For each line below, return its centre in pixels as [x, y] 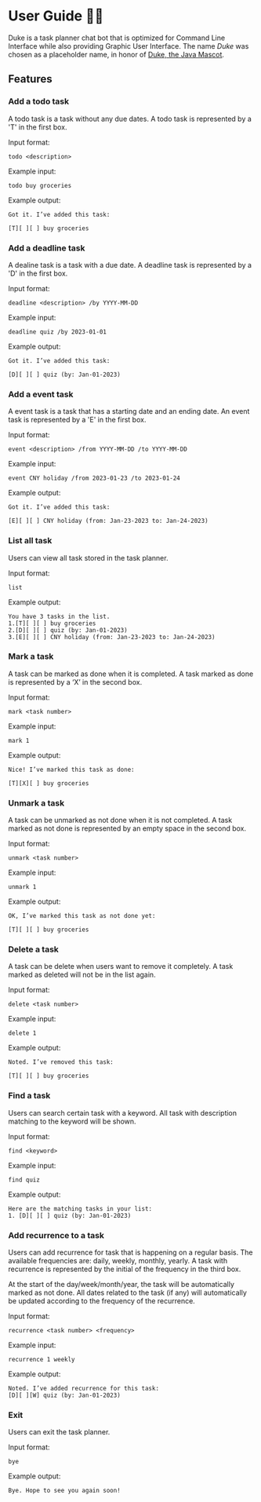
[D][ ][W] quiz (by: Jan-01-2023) [65, 1395]
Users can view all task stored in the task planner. [88, 557]
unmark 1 [22, 887]
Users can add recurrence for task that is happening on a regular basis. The [130, 1252]
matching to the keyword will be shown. [72, 1121]
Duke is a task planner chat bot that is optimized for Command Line [117, 38]
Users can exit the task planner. [59, 1432]
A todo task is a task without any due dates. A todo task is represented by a [130, 119]
